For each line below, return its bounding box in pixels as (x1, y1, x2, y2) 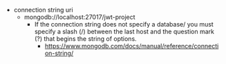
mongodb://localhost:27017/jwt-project (23, 13, 136, 21)
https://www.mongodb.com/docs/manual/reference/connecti (44, 42, 219, 50)
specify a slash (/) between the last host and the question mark (34, 27, 214, 35)
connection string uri (13, 6, 74, 14)
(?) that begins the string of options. (34, 35, 137, 43)
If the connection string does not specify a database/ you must (34, 20, 214, 28)
